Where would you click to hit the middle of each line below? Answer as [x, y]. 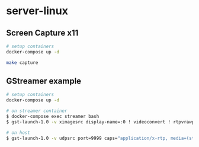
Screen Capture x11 [42, 33]
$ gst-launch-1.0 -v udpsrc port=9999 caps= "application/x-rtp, [87, 138]
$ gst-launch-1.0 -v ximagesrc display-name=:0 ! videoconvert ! [88, 122]
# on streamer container [37, 111]
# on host [18, 132]
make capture [22, 63]
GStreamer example [44, 81]
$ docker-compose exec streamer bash [53, 117]
